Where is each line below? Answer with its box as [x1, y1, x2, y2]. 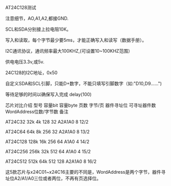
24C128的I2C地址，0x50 [5, 69, 58, 76]
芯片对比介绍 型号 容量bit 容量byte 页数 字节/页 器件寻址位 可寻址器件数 [5, 102, 156, 108]
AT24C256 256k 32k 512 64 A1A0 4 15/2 [5, 149, 91, 154]
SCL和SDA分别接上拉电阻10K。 [5, 26, 72, 32]
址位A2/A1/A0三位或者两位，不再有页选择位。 [5, 175, 101, 181]
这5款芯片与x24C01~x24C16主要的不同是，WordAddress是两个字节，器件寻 [5, 169, 166, 175]
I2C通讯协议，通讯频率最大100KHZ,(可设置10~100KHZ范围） [5, 48, 133, 54]
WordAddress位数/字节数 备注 [5, 109, 69, 114]
